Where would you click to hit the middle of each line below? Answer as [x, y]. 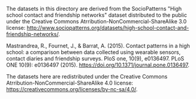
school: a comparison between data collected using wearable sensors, [94, 52]
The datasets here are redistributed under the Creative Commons [87, 76]
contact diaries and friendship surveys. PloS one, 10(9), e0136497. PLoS [95, 58]
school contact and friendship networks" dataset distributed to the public [97, 15]
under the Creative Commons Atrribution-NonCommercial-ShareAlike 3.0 [97, 21]
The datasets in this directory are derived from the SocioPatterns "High [94, 9]
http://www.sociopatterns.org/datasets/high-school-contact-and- [108, 28]
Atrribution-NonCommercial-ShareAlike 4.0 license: [70, 83]
